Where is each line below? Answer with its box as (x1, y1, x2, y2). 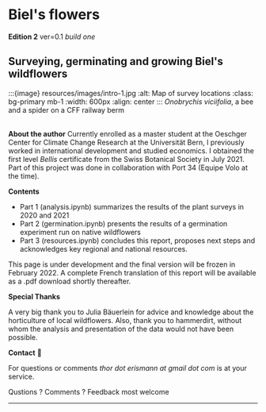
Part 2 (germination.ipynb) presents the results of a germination (19, 218, 228, 228)
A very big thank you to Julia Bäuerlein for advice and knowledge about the (8, 307, 254, 317)
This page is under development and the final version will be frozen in (8, 260, 236, 269)
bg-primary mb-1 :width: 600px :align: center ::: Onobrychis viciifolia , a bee (8, 97, 254, 106)
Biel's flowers (8, 6, 101, 24)
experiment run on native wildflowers (19, 227, 141, 237)
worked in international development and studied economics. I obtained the (8, 145, 255, 156)
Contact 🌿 (8, 348, 42, 357)
